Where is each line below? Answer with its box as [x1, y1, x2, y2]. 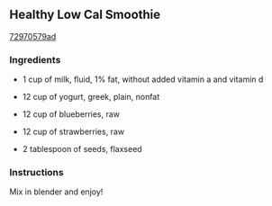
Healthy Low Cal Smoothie [9, 7, 161, 22]
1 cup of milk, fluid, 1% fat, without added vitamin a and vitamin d [22, 74, 264, 85]
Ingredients [9, 53, 61, 66]
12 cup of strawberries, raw [22, 126, 124, 138]
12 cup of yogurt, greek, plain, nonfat [22, 92, 160, 103]
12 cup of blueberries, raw [22, 109, 120, 120]
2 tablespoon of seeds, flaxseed [22, 144, 142, 155]
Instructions [9, 166, 65, 179]
